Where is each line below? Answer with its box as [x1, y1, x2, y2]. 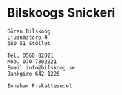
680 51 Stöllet [7, 40, 51, 46]
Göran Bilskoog [7, 28, 51, 35]
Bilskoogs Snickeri [7, 5, 116, 21]
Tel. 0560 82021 [7, 52, 54, 59]
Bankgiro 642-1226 [7, 70, 60, 77]
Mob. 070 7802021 [7, 58, 57, 65]
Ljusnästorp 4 [7, 33, 48, 41]
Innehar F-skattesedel [7, 82, 72, 89]
